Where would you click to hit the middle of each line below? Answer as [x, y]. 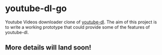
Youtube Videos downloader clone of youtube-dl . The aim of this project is [81, 22]
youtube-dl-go [36, 9]
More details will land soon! [48, 47]
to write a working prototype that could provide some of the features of [78, 27]
